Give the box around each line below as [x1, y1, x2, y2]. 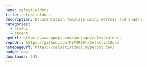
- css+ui [10, 26, 28, 31]
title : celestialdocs [5, 12, 51, 17]
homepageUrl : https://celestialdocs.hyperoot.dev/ [5, 45, 115, 50]
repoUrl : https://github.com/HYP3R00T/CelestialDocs [5, 40, 120, 45]
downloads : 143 [5, 54, 38, 59]
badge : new [5, 49, 28, 54]
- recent [10, 31, 28, 36]
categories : [5, 21, 31, 27]
